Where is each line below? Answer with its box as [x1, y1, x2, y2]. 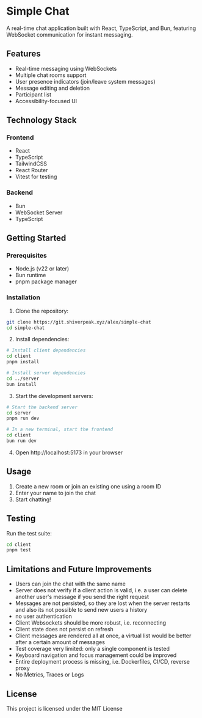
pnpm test [6, 547, 32, 553]
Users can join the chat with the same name [15, 580, 126, 587]
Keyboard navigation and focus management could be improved [15, 651, 177, 659]
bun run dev [6, 438, 37, 444]
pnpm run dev [6, 415, 40, 422]
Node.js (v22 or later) [15, 265, 70, 272]
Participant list [15, 90, 52, 98]
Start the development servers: [15, 392, 93, 399]
